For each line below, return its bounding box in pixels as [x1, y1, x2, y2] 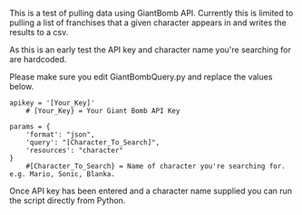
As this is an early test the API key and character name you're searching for [9, 44, 292, 55]
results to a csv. [9, 27, 69, 37]
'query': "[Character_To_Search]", [25, 138, 161, 147]
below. [9, 81, 34, 91]
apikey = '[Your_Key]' [9, 98, 95, 107]
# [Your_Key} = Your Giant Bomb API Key [25, 107, 180, 116]
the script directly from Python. [9, 195, 126, 206]
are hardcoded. [9, 54, 67, 64]
